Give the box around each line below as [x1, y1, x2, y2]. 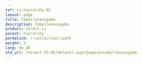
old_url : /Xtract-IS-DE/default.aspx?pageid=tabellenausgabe [5, 50, 137, 55]
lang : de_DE [5, 45, 30, 50]
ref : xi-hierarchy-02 [5, 7, 51, 13]
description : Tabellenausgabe [5, 21, 69, 27]
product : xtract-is [5, 26, 47, 31]
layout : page [5, 12, 33, 17]
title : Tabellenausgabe [5, 17, 56, 22]
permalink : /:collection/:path [5, 36, 72, 41]
